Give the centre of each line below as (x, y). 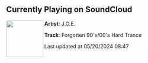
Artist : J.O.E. (60, 23)
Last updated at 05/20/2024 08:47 (86, 46)
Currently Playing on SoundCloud (69, 10)
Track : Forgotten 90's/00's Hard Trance (93, 35)
